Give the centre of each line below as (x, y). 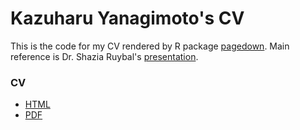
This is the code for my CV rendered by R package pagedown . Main (150, 46)
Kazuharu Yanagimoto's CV (127, 18)
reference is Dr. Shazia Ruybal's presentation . (104, 56)
